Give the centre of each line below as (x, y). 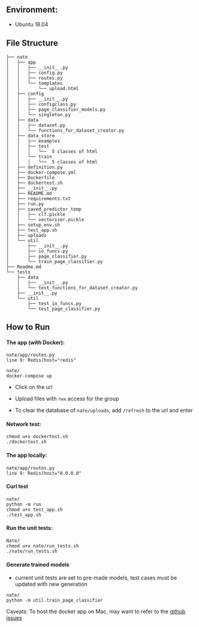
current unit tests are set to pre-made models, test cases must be (96, 578)
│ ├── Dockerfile (31, 177)
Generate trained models (38, 564)
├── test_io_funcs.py (55, 303)
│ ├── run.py (25, 204)
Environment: (32, 10)
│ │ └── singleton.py (38, 114)
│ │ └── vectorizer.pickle (45, 219)
